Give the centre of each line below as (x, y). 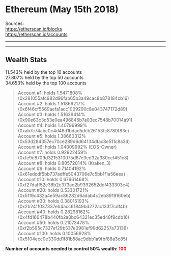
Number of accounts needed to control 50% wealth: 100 (66, 248)
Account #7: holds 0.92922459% (53, 152)
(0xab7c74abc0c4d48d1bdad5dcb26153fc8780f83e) (74, 130)
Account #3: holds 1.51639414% (51, 114)
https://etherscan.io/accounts (36, 34)
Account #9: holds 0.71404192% (52, 168)
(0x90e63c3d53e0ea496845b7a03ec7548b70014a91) (75, 120)
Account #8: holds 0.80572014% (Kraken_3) (64, 163)
